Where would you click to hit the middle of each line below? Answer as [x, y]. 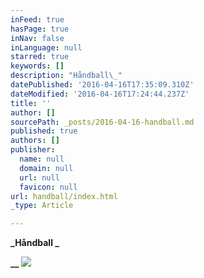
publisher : [33, 150]
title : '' [31, 103]
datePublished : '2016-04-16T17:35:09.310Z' [102, 85]
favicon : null [48, 187]
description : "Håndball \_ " [66, 76]
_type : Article [42, 206]
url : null [39, 177]
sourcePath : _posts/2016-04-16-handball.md [102, 122]
